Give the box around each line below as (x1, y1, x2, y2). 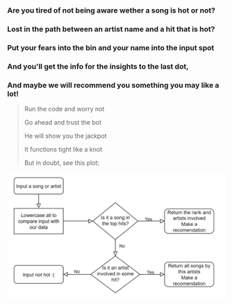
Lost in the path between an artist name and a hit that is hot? (7, 24, 215, 33)
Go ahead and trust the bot (24, 118, 102, 127)
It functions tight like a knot (24, 145, 103, 153)
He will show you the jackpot (24, 131, 107, 140)
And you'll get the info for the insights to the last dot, (7, 61, 189, 71)
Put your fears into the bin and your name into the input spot (7, 42, 215, 52)
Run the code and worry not (24, 104, 105, 113)
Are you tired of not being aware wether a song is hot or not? (7, 6, 215, 15)
